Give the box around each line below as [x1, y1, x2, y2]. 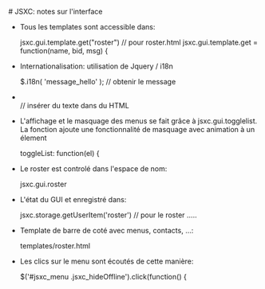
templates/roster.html [19, 241, 90, 250]
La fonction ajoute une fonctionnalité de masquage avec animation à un [19, 125, 255, 134]
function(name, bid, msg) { [19, 46, 109, 55]
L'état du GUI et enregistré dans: [19, 195, 127, 204]
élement [19, 133, 47, 143]
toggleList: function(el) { [19, 149, 100, 158]
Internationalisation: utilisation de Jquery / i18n [19, 61, 174, 71]
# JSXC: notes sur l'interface [8, 7, 103, 16]
